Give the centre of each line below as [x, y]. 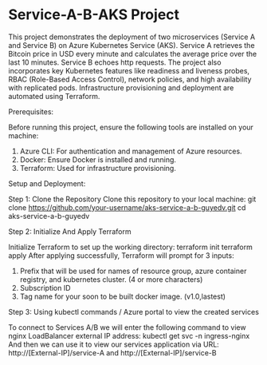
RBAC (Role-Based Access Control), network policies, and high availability [130, 79]
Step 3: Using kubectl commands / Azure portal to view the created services [133, 311]
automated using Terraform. [54, 96]
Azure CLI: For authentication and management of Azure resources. [131, 151]
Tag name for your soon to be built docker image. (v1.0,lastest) [122, 296]
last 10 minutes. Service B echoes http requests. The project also [115, 62]
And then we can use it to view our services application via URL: [114, 344]
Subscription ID [45, 288]
